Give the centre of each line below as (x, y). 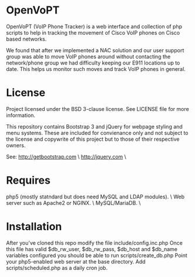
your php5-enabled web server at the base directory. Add (76, 261)
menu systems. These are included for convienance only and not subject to (97, 133)
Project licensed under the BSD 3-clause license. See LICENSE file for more (97, 109)
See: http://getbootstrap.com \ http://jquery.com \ (66, 157)
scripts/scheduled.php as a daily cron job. (57, 268)
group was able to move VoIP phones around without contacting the (88, 56)
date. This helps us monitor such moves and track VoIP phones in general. (96, 69)
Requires (28, 180)
